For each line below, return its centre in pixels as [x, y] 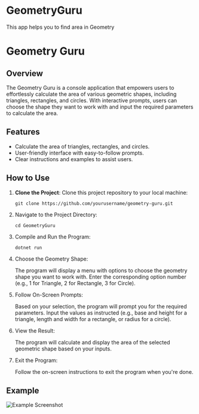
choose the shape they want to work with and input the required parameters [100, 107]
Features [23, 132]
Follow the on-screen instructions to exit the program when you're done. [104, 371]
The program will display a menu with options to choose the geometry [101, 270]
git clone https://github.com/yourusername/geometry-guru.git [94, 203]
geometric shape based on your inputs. [63, 349]
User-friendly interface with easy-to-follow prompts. [79, 153]
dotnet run [28, 247]
